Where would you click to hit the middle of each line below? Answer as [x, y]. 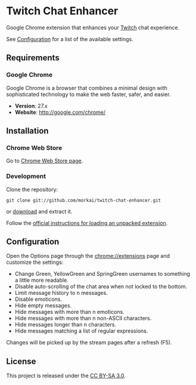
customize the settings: [35, 262]
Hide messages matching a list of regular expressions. [81, 331]
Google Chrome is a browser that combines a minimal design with [87, 88]
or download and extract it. [39, 211]
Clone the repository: [32, 189]
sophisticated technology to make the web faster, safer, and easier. [88, 94]
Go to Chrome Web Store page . [45, 161]
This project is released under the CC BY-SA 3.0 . [66, 376]
